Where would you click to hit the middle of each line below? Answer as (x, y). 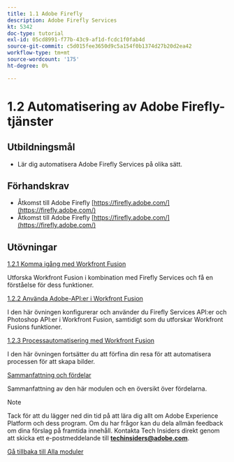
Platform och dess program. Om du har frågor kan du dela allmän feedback (115, 423)
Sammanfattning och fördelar (50, 375)
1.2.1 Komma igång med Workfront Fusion (67, 264)
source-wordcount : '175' (43, 59)
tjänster (30, 121)
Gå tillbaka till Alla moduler (45, 451)
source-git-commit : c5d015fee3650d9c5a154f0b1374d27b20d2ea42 (100, 46)
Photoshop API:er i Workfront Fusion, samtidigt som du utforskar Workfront (115, 320)
